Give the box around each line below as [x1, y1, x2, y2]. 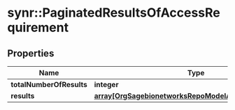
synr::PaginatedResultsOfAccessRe [7, 5, 220, 21]
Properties [7, 47, 55, 59]
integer [94, 80, 119, 89]
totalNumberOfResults [10, 80, 87, 89]
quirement [7, 19, 69, 36]
